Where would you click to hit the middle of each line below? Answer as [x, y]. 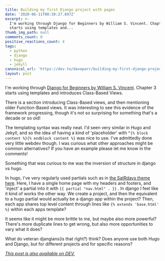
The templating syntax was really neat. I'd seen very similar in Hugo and [78, 127]
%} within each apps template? [36, 209]
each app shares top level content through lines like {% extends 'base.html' [82, 204]
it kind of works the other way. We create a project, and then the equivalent [81, 193]
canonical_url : [21, 69]
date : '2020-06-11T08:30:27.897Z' [41, 14]
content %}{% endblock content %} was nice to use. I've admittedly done [79, 138]
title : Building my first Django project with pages [60, 10]
